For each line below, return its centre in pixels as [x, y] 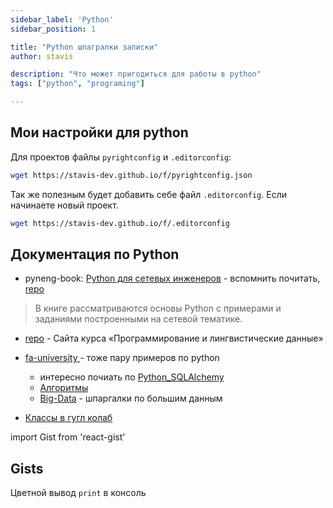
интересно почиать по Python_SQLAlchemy [132, 377]
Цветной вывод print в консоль [78, 493]
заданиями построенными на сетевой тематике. [138, 319]
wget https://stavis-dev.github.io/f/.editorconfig [120, 223]
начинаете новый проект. [64, 205]
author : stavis [42, 56]
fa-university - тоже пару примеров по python [122, 358]
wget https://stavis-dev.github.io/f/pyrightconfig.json [131, 175]
